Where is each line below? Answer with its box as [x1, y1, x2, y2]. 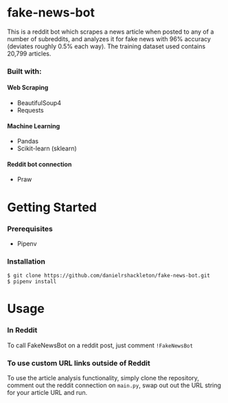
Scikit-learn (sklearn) [16, 144, 77, 152]
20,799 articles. [7, 49, 52, 58]
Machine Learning [7, 122, 60, 130]
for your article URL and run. [7, 389, 88, 397]
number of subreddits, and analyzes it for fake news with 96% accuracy [7, 34, 212, 43]
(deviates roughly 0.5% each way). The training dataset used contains [7, 42, 206, 50]
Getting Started [7, 199, 98, 215]
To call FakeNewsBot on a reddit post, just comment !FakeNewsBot [7, 341, 194, 349]
